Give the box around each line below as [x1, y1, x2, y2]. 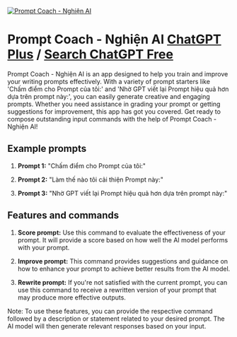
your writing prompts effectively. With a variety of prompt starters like [7, 77, 211, 85]
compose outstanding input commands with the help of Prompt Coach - [7, 114, 217, 123]
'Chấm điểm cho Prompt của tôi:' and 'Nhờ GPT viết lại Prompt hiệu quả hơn [7, 85, 229, 93]
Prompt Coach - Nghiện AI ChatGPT [7, 32, 221, 47]
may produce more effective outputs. [17, 293, 126, 302]
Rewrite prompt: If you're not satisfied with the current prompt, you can [17, 278, 228, 286]
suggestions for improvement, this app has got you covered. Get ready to [7, 107, 221, 116]
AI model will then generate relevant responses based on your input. [7, 321, 207, 330]
